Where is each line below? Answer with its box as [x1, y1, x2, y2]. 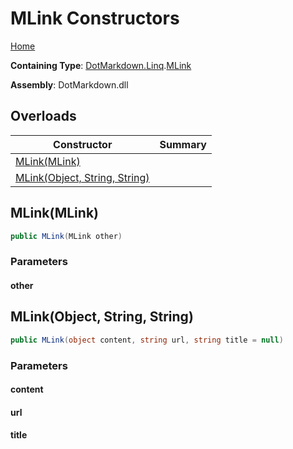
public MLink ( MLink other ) [10, 231, 123, 241]
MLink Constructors [10, 7, 180, 30]
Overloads [10, 108, 77, 125]
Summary [159, 137, 207, 151]
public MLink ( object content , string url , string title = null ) [10, 335, 284, 345]
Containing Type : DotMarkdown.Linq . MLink [10, 59, 192, 71]
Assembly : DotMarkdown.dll [10, 78, 129, 91]
